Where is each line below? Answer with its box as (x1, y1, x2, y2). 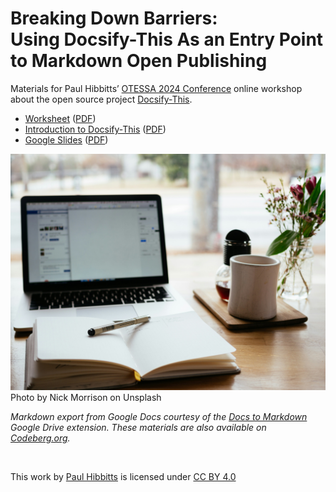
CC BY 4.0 (193, 470, 237, 482)
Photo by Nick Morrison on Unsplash (10, 391, 162, 403)
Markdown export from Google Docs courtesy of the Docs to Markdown (10, 410, 308, 422)
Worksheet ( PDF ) (24, 112, 97, 124)
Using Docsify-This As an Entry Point (10, 28, 324, 51)
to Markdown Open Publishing (10, 50, 268, 72)
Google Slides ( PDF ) (24, 133, 109, 146)
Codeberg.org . (10, 432, 71, 444)
